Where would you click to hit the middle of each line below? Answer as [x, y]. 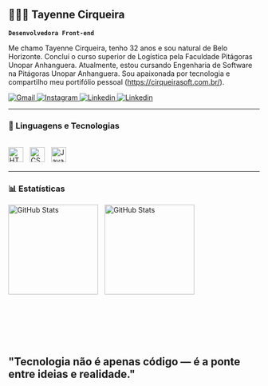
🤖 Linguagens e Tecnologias [64, 125]
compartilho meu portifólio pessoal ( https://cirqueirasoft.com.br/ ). [116, 82]
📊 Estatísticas [37, 189]
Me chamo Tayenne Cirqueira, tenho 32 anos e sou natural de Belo [118, 48]
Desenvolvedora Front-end [51, 33]
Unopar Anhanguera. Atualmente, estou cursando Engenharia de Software [130, 65]
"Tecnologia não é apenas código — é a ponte [124, 362]
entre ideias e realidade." [72, 374]
